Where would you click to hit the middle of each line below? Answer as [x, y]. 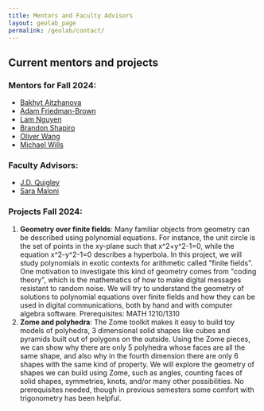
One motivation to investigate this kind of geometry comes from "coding [138, 271]
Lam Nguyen [41, 119]
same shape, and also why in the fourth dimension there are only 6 [129, 355]
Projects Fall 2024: [46, 211]
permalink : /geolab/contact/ [56, 30]
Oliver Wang [40, 137]
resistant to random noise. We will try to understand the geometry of [132, 288]
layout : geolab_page [43, 23]
